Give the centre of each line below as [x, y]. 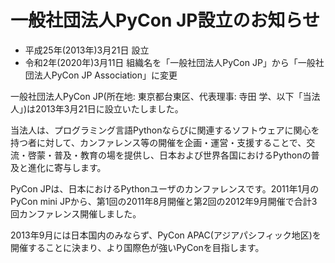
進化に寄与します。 [67, 167]
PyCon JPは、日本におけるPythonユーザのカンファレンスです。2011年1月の [165, 188]
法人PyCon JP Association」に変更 [105, 75]
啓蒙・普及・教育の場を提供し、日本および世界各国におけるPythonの [169, 155]
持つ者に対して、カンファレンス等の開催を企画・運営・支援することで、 [158, 142]
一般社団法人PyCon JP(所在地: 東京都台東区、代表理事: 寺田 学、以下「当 [161, 96]
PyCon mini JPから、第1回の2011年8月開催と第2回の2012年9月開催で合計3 [164, 201]
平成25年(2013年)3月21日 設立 [87, 50]
